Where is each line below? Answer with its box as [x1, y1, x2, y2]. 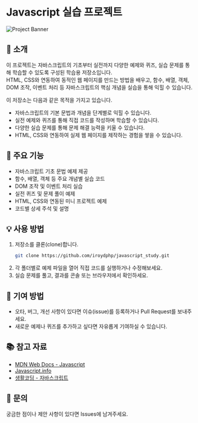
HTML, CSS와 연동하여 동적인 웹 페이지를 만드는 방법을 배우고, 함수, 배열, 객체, [6, 76, 190, 84]
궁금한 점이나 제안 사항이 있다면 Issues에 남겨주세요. [6, 410, 128, 418]
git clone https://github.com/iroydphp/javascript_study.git [14, 253, 170, 259]
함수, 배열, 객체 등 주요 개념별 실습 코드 [14, 175, 105, 182]
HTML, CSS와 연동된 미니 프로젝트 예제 [14, 197, 107, 205]
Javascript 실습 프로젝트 [6, 5, 122, 19]
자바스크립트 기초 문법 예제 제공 [14, 168, 88, 175]
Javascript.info [14, 367, 52, 374]
